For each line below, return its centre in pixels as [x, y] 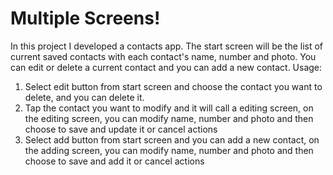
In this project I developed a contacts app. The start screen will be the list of [167, 46]
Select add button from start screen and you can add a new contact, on [172, 139]
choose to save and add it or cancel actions [114, 161]
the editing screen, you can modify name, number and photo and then [169, 118]
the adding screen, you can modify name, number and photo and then [169, 150]
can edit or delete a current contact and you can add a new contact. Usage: [166, 67]
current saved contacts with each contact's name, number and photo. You [163, 56]
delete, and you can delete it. [84, 97]
